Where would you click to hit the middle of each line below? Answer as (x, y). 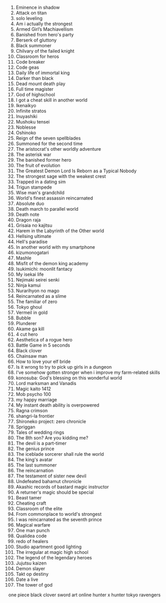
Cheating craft (31, 503)
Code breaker (30, 62)
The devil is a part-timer (41, 443)
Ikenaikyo (26, 105)
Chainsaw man (32, 356)
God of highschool (35, 95)
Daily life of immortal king (43, 73)
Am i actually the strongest (44, 24)
